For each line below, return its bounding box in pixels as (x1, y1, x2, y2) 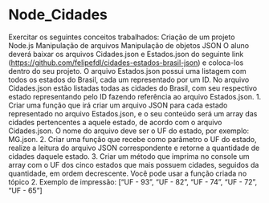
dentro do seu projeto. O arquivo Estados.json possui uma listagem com (8, 66, 247, 75)
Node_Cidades (8, 6, 108, 24)
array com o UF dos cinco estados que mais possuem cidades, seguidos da (8, 160, 259, 169)
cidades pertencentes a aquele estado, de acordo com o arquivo (8, 117, 222, 127)
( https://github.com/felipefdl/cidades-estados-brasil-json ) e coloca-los (8, 58, 244, 67)
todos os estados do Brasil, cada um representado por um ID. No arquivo (8, 75, 250, 84)
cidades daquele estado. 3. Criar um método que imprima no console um (8, 151, 250, 161)
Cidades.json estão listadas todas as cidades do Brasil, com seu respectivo (8, 83, 258, 93)
